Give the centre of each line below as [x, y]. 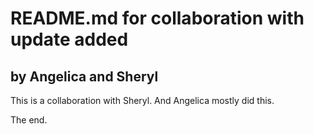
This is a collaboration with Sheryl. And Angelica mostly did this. [142, 100]
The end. [29, 120]
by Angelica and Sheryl [84, 76]
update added [69, 39]
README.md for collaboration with [157, 18]
